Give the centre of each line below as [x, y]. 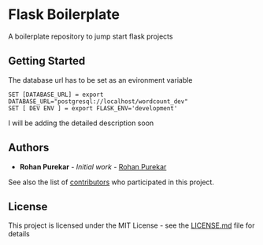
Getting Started [47, 61]
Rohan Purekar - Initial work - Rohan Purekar [93, 166]
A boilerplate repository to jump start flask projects [91, 36]
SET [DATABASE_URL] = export [56, 95]
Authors [29, 148]
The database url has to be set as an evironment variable [100, 80]
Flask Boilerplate [64, 15]
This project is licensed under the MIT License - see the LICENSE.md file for [131, 225]
